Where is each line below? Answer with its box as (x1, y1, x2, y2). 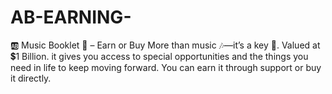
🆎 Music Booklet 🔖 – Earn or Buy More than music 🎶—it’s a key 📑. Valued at (10, 39, 321, 51)
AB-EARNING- (10, 6, 132, 29)
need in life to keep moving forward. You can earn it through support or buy (10, 61, 322, 73)
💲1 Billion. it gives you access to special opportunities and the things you (10, 50, 309, 62)
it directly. (10, 72, 52, 84)
